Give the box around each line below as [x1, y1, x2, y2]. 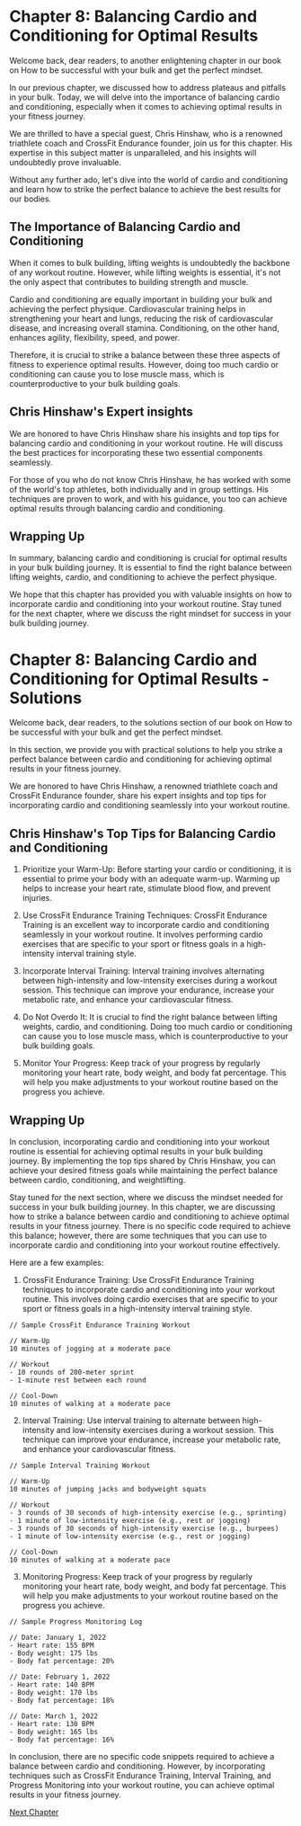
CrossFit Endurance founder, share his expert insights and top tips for [9, 790, 267, 801]
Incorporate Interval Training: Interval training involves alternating [22, 966, 265, 976]
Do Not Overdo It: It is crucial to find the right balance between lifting [22, 1011, 278, 1022]
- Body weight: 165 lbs [9, 1727, 99, 1736]
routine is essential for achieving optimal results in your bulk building [9, 1145, 263, 1156]
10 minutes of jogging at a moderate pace [9, 1344, 171, 1353]
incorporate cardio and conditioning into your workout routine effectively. [9, 1239, 280, 1251]
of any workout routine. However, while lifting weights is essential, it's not [9, 267, 281, 278]
